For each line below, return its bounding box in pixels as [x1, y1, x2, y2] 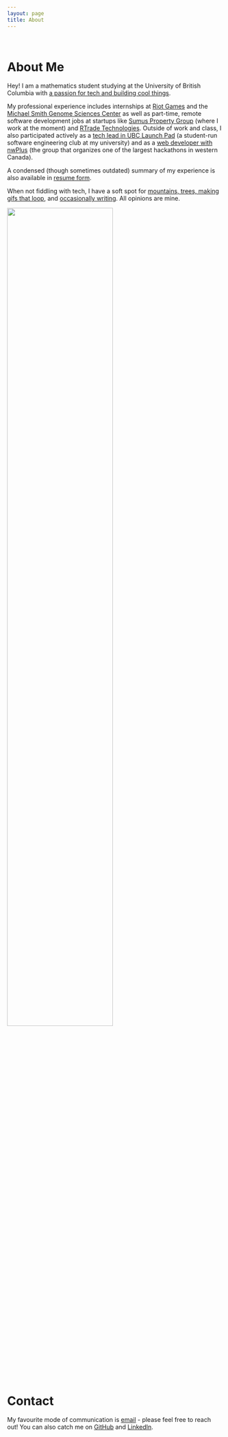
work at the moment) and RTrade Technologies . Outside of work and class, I [7, 124, 222, 132]
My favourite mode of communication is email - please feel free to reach [7, 1416, 211, 1424]
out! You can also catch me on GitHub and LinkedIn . [7, 1423, 154, 1432]
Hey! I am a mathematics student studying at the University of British [7, 82, 201, 90]
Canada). [7, 153, 33, 162]
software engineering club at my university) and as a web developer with [7, 138, 213, 147]
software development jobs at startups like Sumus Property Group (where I [7, 117, 218, 125]
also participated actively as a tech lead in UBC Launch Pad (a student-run [7, 132, 218, 140]
